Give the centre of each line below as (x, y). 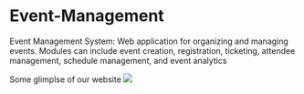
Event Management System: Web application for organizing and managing (149, 41)
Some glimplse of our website (65, 79)
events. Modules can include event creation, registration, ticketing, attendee (152, 50)
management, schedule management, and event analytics (118, 60)
